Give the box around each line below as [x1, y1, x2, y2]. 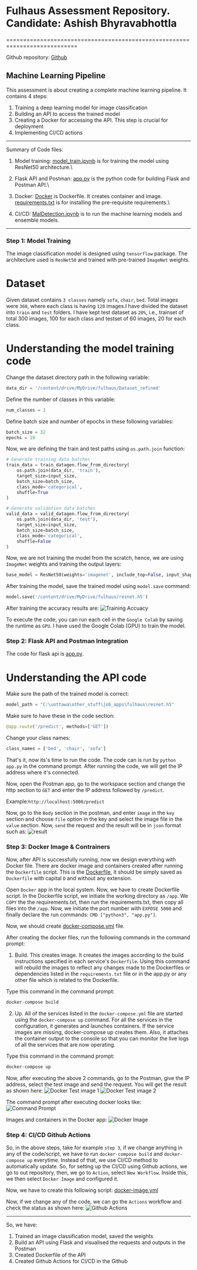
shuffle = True [16, 489, 49, 495]
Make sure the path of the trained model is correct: [6, 690, 129, 697]
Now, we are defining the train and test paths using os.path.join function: [6, 445, 185, 452]
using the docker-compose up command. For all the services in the [14, 1016, 173, 1024]
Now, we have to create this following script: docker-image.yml [6, 1187, 158, 1194]
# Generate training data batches [6, 457, 91, 463]
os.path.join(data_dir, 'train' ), [16, 467, 101, 474]
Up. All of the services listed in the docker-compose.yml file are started [14, 1010, 183, 1017]
